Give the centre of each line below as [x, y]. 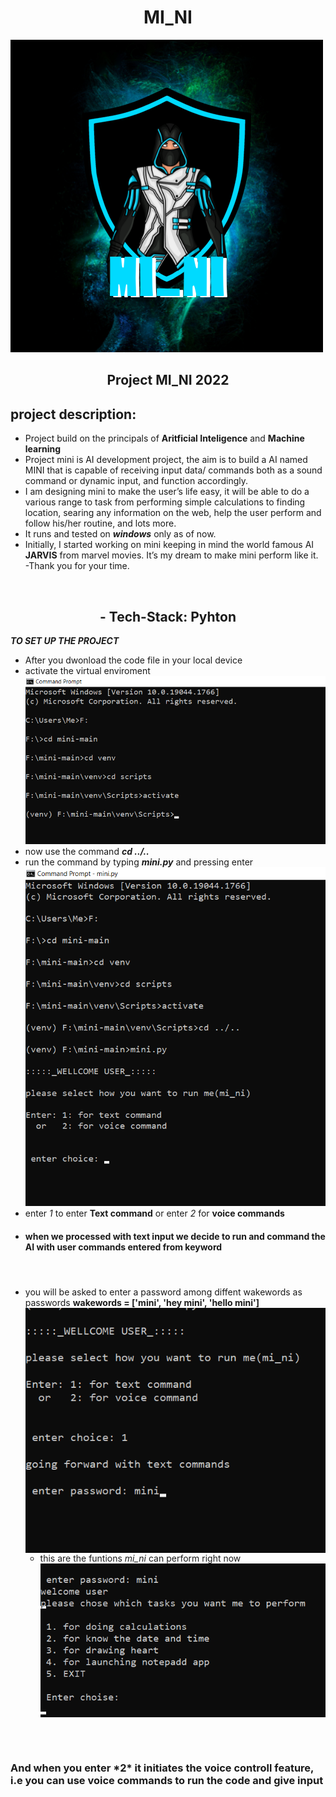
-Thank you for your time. [77, 566]
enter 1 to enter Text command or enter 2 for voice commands [154, 1213]
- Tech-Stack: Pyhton [168, 616]
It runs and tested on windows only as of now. [120, 534]
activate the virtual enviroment [87, 670]
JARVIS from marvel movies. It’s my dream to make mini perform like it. [171, 555]
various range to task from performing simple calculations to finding [165, 502]
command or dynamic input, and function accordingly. [136, 481]
